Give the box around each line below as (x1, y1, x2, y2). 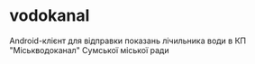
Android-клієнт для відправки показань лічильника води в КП (9, 35, 246, 46)
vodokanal (9, 5, 90, 26)
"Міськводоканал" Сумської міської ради (9, 44, 169, 55)
